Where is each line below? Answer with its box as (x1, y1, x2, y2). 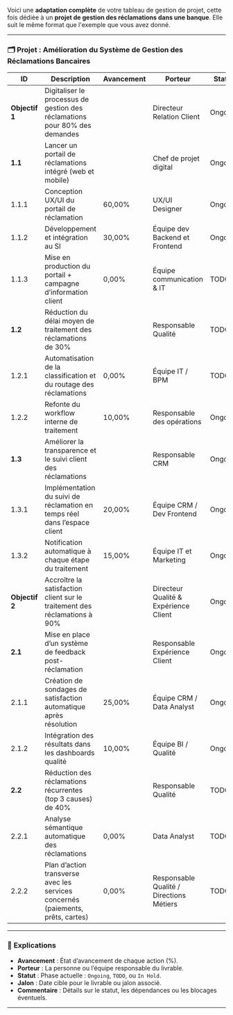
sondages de (44, 685, 87, 695)
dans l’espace (44, 518, 90, 528)
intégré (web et (44, 167, 95, 177)
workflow (44, 408, 75, 418)
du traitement (44, 564, 89, 574)
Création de (44, 676, 83, 685)
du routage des (44, 380, 94, 389)
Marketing (152, 555, 186, 565)
